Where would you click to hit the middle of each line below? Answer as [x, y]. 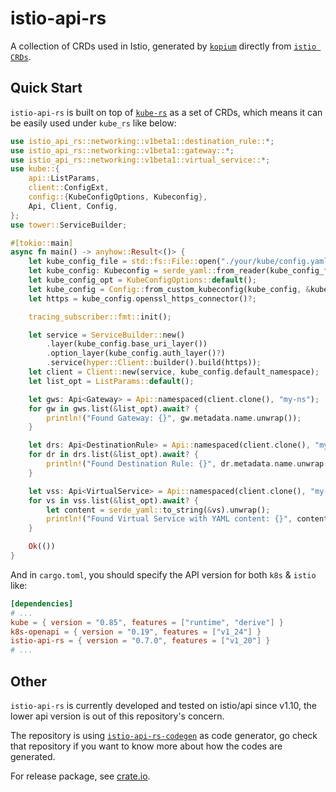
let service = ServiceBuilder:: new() [107, 335]
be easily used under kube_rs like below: [93, 123]
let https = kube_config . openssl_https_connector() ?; [142, 298]
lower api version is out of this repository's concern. [117, 716]
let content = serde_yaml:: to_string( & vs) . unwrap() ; [158, 510]
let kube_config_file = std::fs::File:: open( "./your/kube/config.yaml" [180, 262]
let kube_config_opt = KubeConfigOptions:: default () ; [142, 280]
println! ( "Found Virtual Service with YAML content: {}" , [169, 519]
